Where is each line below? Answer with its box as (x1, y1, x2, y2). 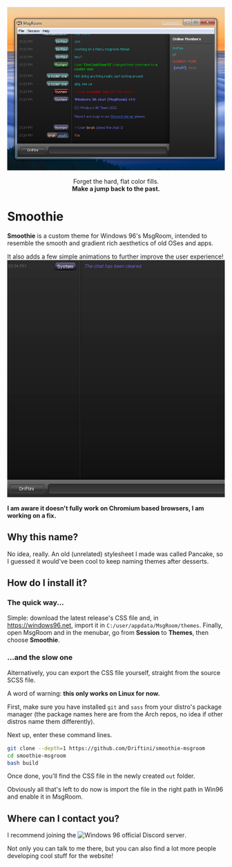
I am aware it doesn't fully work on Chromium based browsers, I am (7, 504, 204, 513)
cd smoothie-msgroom (7, 752, 67, 759)
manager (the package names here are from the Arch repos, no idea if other (7, 709, 223, 718)
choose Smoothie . (7, 636, 60, 644)
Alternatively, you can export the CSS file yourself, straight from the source (7, 668, 221, 676)
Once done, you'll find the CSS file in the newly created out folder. (7, 772, 195, 780)
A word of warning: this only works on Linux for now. (7, 689, 160, 697)
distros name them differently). (7, 717, 95, 725)
